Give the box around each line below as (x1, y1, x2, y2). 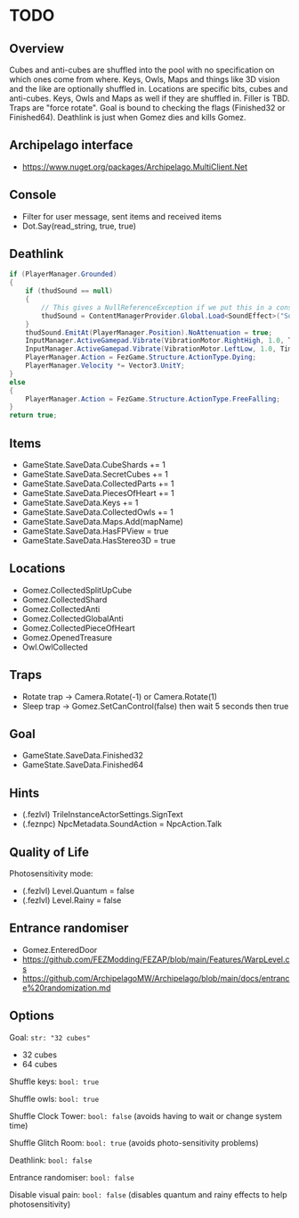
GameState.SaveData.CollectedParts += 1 (21, 478, 174, 489)
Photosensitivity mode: (9, 868, 93, 879)
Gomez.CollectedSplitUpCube (21, 584, 132, 595)
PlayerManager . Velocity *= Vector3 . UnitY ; (25, 361, 185, 370)
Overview (9, 41, 65, 56)
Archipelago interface (9, 137, 133, 153)
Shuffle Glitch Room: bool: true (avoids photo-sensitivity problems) (9, 1137, 260, 1148)
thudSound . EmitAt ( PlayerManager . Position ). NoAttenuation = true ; (25, 327, 273, 337)
